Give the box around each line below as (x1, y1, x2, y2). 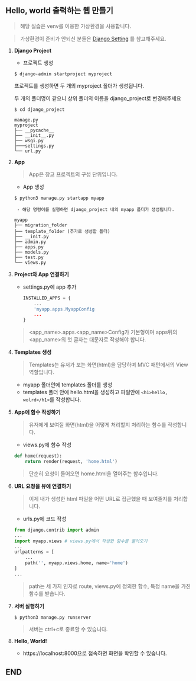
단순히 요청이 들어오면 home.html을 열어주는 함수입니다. (28, 470, 159, 477)
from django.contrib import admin (14, 527, 99, 533)
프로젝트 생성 (22, 59, 54, 66)
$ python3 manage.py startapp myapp (14, 195, 104, 201)
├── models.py (14, 249, 49, 255)
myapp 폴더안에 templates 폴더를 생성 (22, 381, 113, 388)
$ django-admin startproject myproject (14, 71, 113, 77)
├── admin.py (14, 239, 47, 245)
